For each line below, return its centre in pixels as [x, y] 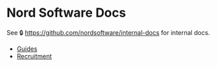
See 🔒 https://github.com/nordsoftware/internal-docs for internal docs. [108, 32]
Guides [27, 49]
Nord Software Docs [66, 13]
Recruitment [34, 56]
